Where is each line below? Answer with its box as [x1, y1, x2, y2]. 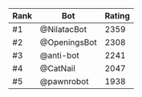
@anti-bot [39, 50, 79, 61]
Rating [104, 10, 131, 21]
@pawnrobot [39, 76, 89, 87]
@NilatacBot [39, 24, 87, 34]
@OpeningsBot [39, 37, 98, 47]
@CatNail [39, 63, 76, 74]
